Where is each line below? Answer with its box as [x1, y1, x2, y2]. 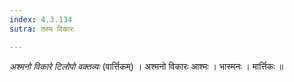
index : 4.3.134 [9, 14, 73, 25]
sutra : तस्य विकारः [9, 24, 75, 34]
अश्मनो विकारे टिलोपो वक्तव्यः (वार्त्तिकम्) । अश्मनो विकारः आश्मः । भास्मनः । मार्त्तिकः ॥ [9, 60, 284, 72]
